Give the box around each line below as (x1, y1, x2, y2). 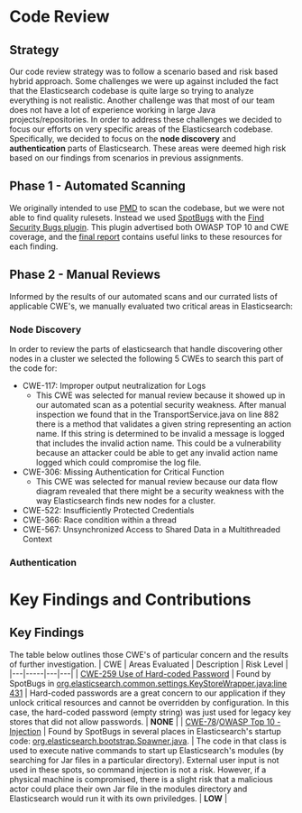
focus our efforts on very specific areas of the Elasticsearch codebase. (9, 124, 273, 134)
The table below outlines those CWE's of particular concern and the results (9, 649, 288, 660)
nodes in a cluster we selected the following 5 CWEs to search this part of (9, 353, 284, 364)
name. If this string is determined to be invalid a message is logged (35, 428, 286, 439)
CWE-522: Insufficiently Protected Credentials (22, 504, 195, 515)
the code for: (9, 363, 58, 374)
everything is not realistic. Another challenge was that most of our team (9, 95, 275, 106)
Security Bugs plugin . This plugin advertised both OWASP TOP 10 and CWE (9, 221, 289, 232)
